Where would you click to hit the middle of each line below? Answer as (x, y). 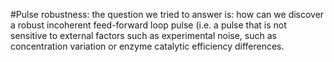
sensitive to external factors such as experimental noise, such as (143, 35)
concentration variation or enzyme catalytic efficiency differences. (147, 46)
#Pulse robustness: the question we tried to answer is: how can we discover (167, 14)
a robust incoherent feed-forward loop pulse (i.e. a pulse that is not (148, 25)
